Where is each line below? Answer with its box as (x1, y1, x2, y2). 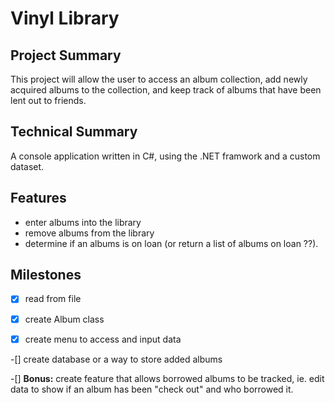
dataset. (10, 160, 45, 172)
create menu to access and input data (24, 333, 182, 345)
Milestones (10, 267, 82, 284)
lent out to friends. (10, 95, 87, 106)
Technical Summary (10, 123, 138, 141)
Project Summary (10, 47, 122, 64)
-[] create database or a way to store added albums (10, 353, 223, 365)
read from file (24, 293, 82, 305)
